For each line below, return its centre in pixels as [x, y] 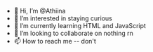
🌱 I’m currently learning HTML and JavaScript [80, 26]
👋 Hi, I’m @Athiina [40, 11]
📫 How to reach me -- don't [55, 41]
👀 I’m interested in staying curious [63, 18]
